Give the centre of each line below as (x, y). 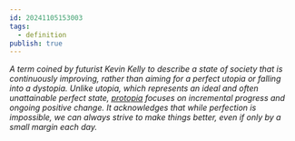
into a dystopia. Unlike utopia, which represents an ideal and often (134, 88)
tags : (20, 26)
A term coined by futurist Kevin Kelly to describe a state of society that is (146, 69)
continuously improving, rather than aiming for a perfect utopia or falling (145, 79)
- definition (42, 35)
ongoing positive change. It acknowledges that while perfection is (133, 108)
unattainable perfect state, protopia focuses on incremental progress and (147, 98)
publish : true (36, 43)
